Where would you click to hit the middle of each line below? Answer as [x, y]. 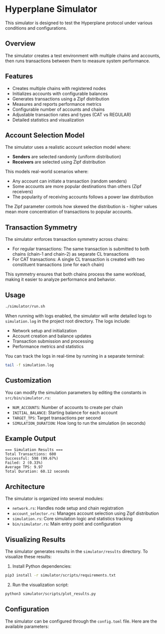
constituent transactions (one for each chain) [58, 265]
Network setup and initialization [44, 330]
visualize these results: [28, 557]
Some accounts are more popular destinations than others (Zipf [77, 186]
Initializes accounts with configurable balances [60, 93]
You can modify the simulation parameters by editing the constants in [76, 392]
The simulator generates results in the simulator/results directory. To [77, 551]
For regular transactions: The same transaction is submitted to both [81, 249]
